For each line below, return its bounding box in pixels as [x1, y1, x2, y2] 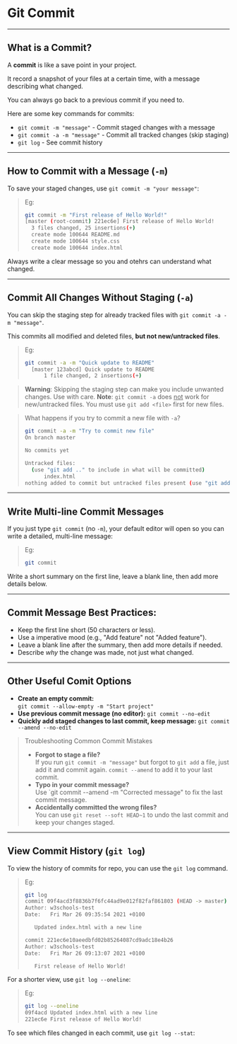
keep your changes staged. [35, 818, 115, 826]
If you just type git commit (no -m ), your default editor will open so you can [7, 524, 224, 533]
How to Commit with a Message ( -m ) [7, 165, 168, 178]
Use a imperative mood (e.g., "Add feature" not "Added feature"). [17, 633, 207, 641]
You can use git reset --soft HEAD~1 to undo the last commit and [35, 810, 229, 819]
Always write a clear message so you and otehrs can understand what [7, 257, 212, 265]
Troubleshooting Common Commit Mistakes [24, 736, 153, 745]
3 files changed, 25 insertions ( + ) [31, 224, 136, 231]
